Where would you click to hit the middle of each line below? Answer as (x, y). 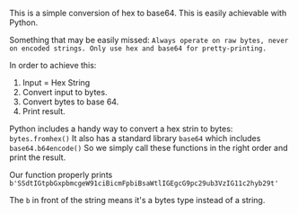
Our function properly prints (61, 175)
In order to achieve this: (53, 65)
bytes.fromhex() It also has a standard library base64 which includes (135, 138)
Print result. (44, 111)
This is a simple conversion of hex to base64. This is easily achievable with (148, 13)
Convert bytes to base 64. (70, 102)
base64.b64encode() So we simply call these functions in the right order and (149, 148)
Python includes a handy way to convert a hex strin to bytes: (121, 129)
